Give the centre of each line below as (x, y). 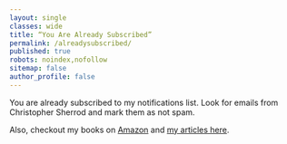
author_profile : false (52, 77)
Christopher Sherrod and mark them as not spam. (102, 112)
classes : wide (36, 26)
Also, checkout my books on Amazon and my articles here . (119, 130)
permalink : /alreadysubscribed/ (70, 43)
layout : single (38, 18)
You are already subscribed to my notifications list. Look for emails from (144, 102)
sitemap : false (38, 69)
